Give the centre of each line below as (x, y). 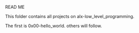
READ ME (15, 7)
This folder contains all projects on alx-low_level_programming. (70, 16)
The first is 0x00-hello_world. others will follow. (54, 26)
